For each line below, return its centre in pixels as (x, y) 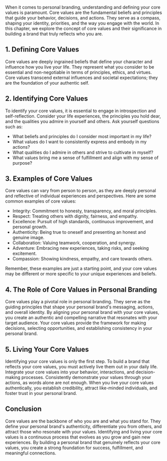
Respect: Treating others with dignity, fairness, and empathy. (75, 216)
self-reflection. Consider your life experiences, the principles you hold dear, (83, 116)
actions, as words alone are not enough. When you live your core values (79, 383)
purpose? (22, 163)
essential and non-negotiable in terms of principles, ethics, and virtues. (78, 72)
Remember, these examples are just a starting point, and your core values (81, 269)
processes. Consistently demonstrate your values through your (86, 377)
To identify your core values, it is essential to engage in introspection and (80, 111)
